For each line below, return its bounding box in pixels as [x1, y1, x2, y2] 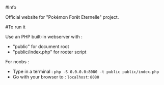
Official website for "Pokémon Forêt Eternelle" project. [5, 14, 119, 20]
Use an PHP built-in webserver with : [5, 34, 83, 39]
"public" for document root [12, 44, 70, 50]
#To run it [5, 24, 25, 30]
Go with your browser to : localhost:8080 [12, 74, 99, 80]
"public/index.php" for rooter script [12, 49, 87, 55]
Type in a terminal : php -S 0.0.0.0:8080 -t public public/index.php [12, 68, 159, 74]
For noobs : [5, 59, 30, 65]
